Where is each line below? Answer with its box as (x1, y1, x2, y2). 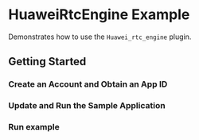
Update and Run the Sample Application (8, 100, 166, 111)
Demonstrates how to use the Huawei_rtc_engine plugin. (8, 32, 192, 41)
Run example (8, 122, 60, 133)
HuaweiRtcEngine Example (8, 6, 190, 24)
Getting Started (8, 55, 87, 68)
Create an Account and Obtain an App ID (8, 79, 168, 90)
